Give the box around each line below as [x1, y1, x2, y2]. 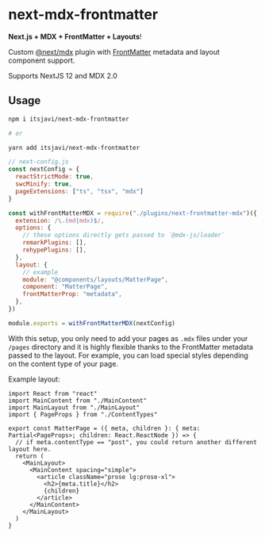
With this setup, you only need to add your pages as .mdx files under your [8, 333, 248, 343]
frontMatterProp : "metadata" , [22, 290, 123, 298]
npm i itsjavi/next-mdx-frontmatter [8, 115, 129, 123]
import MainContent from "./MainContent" [8, 397, 148, 405]
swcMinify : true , [15, 180, 73, 188]
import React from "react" [8, 389, 98, 397]
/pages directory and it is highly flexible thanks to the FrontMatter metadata [8, 342, 254, 351]
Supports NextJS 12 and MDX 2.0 [8, 71, 117, 80]
